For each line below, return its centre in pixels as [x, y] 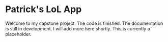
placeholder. [18, 34]
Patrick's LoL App [44, 9]
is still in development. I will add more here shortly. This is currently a [78, 28]
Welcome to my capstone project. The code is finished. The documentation [84, 23]
